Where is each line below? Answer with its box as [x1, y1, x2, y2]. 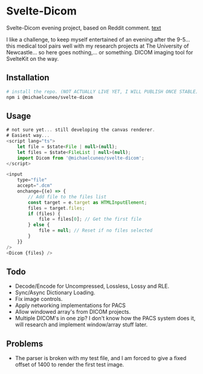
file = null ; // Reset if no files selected [38, 227, 153, 233]
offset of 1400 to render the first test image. [14, 361, 124, 369]
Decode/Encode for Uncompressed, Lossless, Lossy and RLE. [14, 282, 170, 290]
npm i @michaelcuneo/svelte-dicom [6, 94, 94, 100]
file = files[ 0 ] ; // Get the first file [38, 216, 142, 223]
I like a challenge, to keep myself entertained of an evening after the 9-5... [6, 36, 190, 43]
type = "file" [17, 177, 47, 183]
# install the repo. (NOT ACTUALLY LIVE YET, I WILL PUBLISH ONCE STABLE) [6, 89, 199, 95]
